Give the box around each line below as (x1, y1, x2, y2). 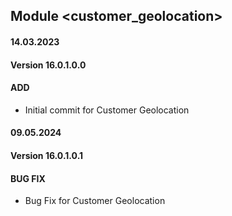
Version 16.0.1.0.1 (10, 149, 84, 161)
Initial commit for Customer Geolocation (24, 104, 190, 116)
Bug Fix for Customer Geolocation (24, 195, 166, 207)
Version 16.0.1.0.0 (10, 59, 87, 71)
